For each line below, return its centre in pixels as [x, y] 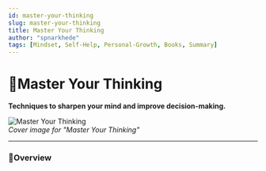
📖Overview [30, 158]
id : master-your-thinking [51, 15]
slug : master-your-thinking [55, 23]
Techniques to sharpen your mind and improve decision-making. [117, 106]
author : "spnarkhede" [44, 38]
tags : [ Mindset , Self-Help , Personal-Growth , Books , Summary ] [113, 45]
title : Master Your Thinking [56, 30]
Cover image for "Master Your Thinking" [74, 130]
